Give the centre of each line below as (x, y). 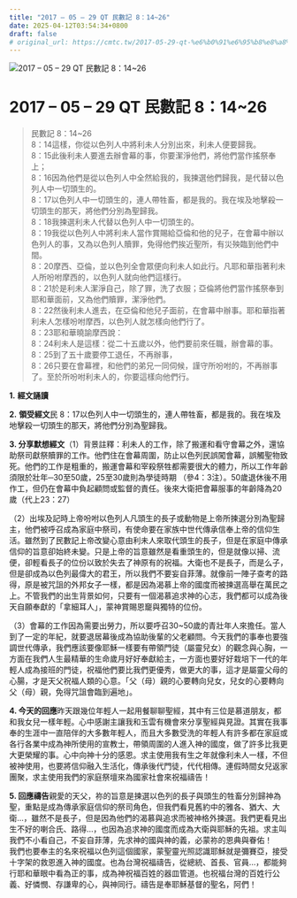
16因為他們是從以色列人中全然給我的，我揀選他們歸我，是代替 (156, 178)
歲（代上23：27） (42, 500)
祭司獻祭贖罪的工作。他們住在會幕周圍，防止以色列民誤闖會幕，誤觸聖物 (148, 456)
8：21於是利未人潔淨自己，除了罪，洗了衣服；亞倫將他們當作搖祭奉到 (157, 288)
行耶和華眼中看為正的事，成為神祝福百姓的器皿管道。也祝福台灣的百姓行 (141, 873)
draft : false (33, 34)
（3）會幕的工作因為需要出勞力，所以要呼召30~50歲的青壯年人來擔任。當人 (148, 626)
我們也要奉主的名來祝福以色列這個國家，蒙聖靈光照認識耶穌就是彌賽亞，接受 (148, 851)
